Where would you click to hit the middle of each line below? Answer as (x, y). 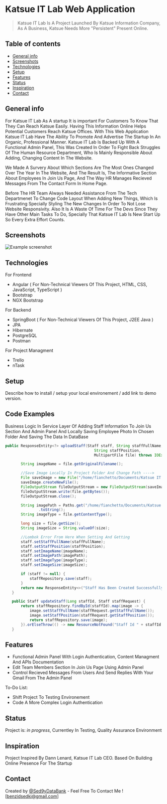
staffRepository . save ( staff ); (61, 578)
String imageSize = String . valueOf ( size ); (65, 528)
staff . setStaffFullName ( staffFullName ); (63, 542)
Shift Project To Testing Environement (51, 697)
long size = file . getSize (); (51, 524)
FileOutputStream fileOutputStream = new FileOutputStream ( (84, 487)
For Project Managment (29, 350)
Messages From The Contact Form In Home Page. (56, 183)
